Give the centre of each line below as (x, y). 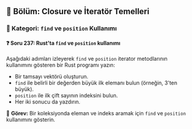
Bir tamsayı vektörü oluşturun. (51, 76)
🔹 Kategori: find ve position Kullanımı (62, 29)
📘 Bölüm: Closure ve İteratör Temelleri (78, 12)
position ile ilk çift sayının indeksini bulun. (66, 95)
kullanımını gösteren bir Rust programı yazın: (61, 65)
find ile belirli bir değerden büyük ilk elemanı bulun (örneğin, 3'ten (96, 83)
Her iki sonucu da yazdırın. (48, 102)
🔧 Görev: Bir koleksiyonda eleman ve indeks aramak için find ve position (96, 113)
